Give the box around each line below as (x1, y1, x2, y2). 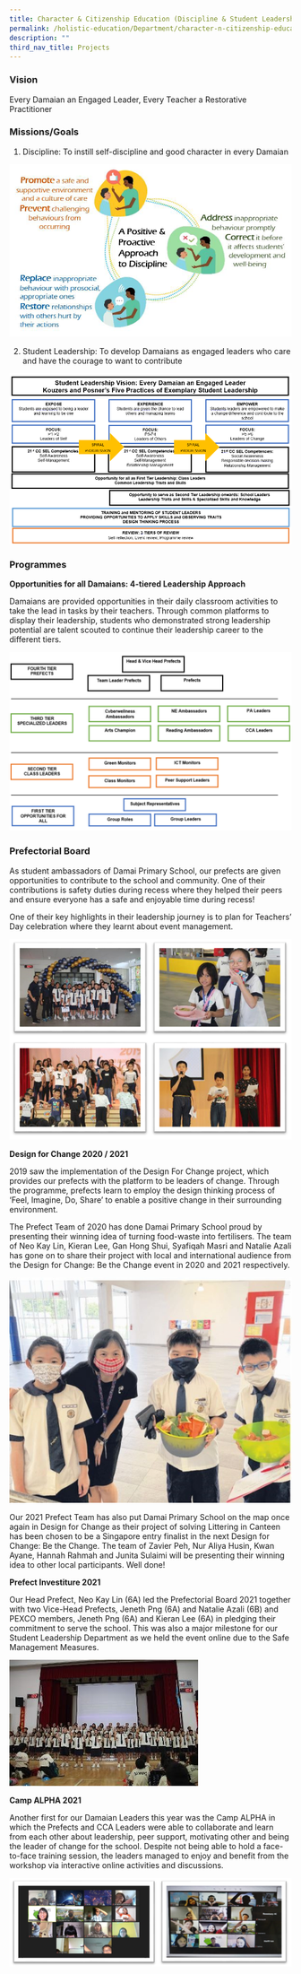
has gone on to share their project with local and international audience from (9, 1249, 292, 1260)
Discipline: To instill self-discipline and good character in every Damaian (21, 146, 289, 157)
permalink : (9, 23, 50, 33)
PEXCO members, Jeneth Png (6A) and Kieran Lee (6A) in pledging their (9, 1613, 276, 1624)
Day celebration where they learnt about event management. (9, 920, 234, 932)
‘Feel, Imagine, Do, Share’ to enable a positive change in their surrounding (9, 1194, 282, 1205)
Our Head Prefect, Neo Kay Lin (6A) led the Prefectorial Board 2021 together (9, 1595, 291, 1605)
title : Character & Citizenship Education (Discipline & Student (9, 14, 258, 23)
